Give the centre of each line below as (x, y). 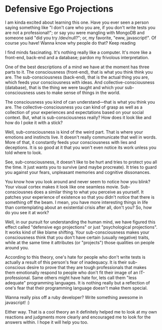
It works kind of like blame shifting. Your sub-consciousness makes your (77, 232)
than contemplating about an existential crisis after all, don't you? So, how (79, 207)
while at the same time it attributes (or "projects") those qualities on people (80, 242)
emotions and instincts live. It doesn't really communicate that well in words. (81, 137)
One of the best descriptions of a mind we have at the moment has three (77, 67)
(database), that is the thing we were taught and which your (65, 87)
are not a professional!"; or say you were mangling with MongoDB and (75, 32)
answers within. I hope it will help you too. (47, 322)
